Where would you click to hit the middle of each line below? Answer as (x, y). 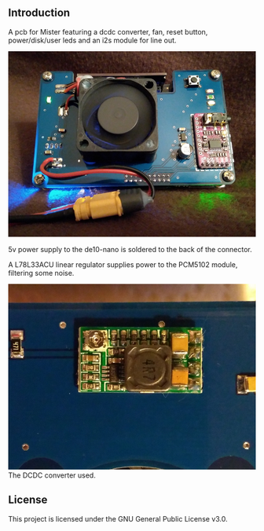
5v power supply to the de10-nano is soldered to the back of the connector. (130, 249)
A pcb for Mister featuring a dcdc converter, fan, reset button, (108, 31)
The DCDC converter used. (52, 475)
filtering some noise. (41, 273)
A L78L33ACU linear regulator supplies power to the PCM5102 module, (123, 264)
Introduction (39, 13)
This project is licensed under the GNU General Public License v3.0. (118, 518)
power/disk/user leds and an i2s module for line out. (92, 40)
